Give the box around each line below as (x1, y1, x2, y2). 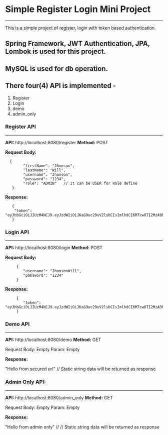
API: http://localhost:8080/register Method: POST (5, 139, 108, 145)
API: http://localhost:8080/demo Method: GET (5, 337, 101, 343)
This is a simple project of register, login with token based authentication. (5, 25, 156, 31)
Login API (5, 229, 29, 236)
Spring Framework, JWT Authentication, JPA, (5, 39, 150, 48)
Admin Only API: (5, 378, 46, 385)
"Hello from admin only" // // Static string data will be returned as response (5, 423, 159, 430)
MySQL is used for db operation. (5, 64, 108, 73)
